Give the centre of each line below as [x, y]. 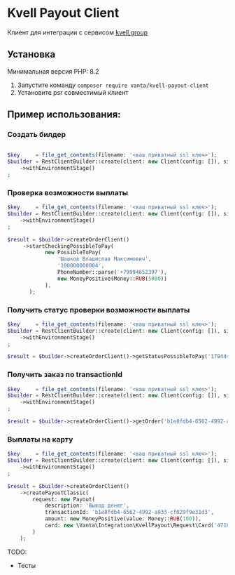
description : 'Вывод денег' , [87, 506]
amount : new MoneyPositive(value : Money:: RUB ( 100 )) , [123, 519]
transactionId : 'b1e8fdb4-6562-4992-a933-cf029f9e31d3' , [129, 513]
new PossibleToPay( [73, 253]
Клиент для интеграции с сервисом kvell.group [78, 32]
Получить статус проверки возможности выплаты [99, 310]
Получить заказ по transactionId [65, 375]
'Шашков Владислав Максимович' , [104, 259]
